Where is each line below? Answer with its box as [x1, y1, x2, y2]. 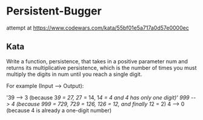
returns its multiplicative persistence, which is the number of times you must [6, 64, 197, 71]
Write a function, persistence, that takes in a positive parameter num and [6, 57, 188, 65]
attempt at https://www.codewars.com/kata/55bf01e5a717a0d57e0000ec [6, 24, 189, 31]
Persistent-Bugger [6, 4, 102, 18]
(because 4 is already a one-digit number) [6, 107, 112, 114]
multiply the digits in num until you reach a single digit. [6, 71, 142, 78]
